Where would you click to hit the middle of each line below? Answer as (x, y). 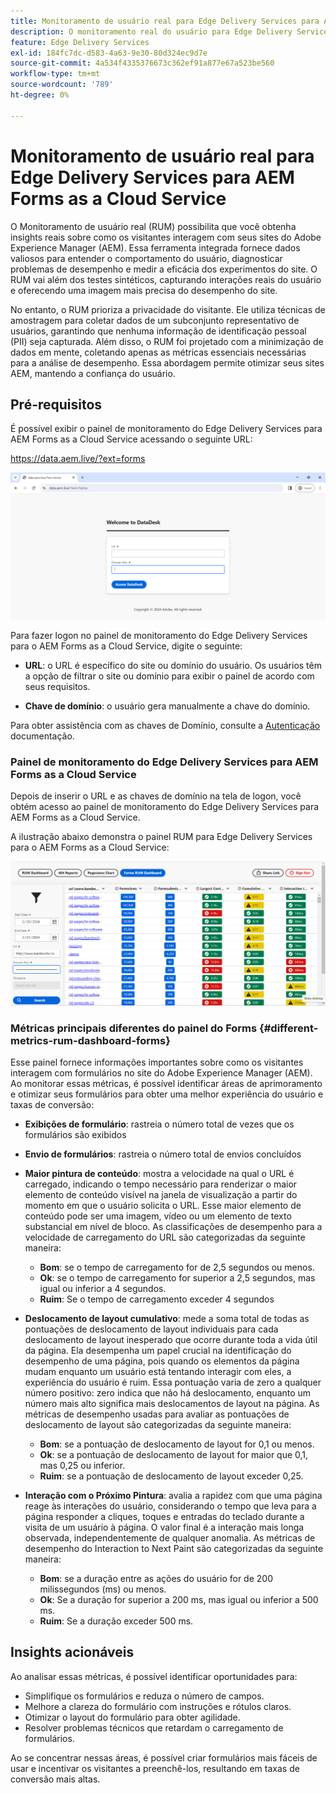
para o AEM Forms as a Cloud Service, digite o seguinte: (126, 646)
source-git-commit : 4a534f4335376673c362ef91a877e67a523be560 (142, 63)
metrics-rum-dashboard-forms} (90, 1040)
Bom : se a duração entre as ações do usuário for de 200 (156, 1579)
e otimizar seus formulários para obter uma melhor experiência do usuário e (167, 1094)
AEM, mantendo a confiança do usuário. (93, 373)
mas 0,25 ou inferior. (82, 1466)
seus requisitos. (57, 686)
